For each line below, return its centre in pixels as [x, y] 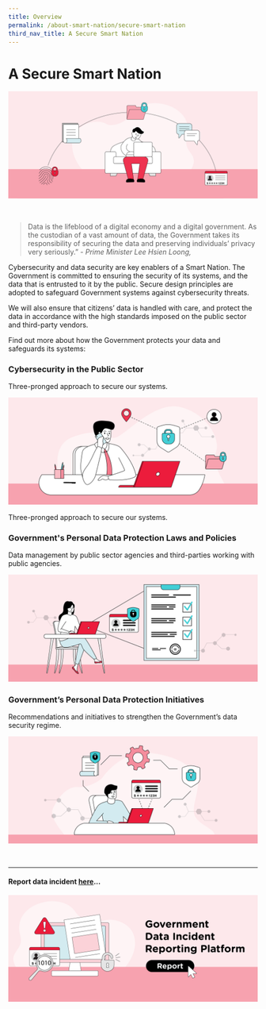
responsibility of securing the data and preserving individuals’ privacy [141, 243]
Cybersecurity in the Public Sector [76, 369]
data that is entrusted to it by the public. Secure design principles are [121, 284]
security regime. [35, 725]
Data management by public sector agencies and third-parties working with [131, 555]
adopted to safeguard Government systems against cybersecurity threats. [129, 292]
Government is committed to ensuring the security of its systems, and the [128, 275]
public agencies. [35, 564]
